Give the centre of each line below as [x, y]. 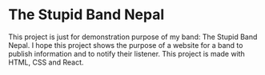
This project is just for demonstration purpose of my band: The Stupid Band [133, 37]
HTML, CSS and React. [46, 62]
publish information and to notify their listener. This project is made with [127, 53]
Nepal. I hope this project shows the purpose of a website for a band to [126, 45]
